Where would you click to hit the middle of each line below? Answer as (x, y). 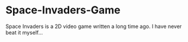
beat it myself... (24, 32)
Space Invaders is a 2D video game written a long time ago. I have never (94, 26)
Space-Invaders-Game (63, 10)
